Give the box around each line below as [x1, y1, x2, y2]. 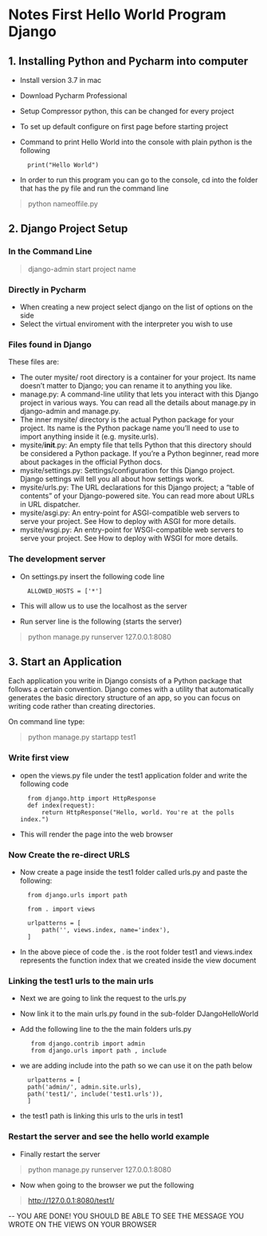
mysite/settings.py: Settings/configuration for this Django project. [19, 466, 235, 475]
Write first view [8, 752, 69, 763]
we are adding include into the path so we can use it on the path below [19, 1061, 253, 1070]
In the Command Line [8, 246, 92, 257]
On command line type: [8, 717, 85, 726]
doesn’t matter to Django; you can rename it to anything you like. [19, 381, 233, 391]
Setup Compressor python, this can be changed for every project [19, 106, 234, 116]
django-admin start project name [27, 264, 137, 274]
